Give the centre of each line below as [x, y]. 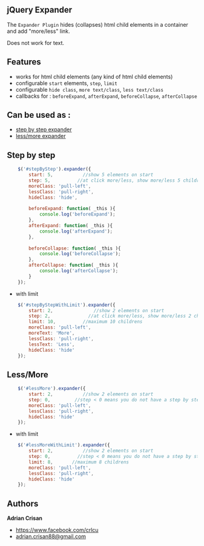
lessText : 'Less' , [52, 344]
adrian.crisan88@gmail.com [51, 536]
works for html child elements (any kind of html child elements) [94, 77]
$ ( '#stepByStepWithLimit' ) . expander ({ [67, 305]
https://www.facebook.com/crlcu [57, 530]
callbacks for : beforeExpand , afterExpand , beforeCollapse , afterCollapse [106, 96]
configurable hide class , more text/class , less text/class [90, 89]
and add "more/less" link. [38, 31]
